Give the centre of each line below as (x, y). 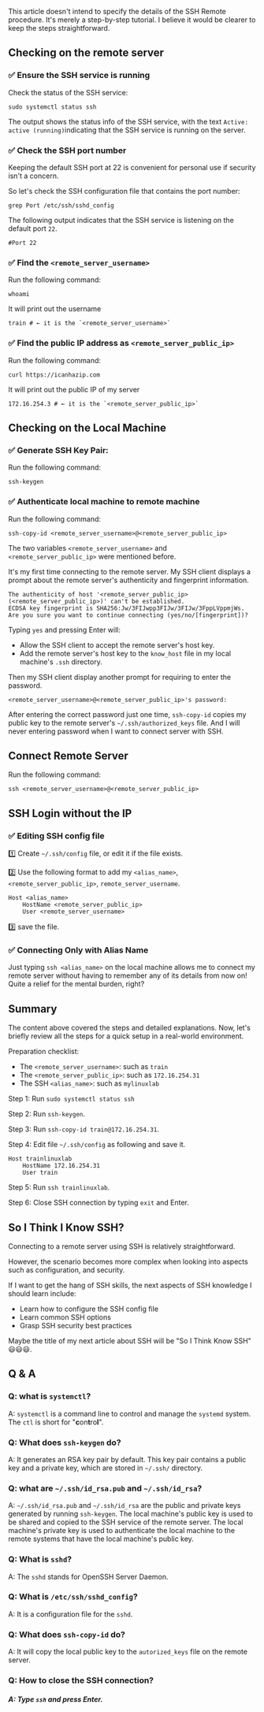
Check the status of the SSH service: (68, 92)
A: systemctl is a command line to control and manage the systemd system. (130, 1413)
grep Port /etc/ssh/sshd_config (61, 205)
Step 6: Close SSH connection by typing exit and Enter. (99, 1203)
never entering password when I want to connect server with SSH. (116, 731)
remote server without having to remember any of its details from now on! (128, 975)
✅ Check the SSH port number (67, 150)
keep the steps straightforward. (59, 28)
